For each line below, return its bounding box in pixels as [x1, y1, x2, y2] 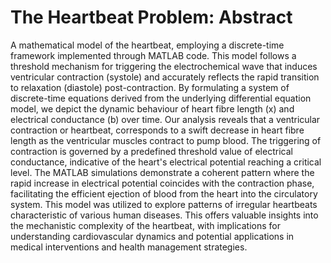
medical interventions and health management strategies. [10, 241, 248, 253]
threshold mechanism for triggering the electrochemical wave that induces [10, 60, 318, 72]
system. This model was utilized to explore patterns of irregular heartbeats [10, 198, 318, 210]
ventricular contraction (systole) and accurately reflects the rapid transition [10, 71, 320, 83]
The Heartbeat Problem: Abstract [10, 6, 293, 29]
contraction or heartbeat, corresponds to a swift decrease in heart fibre [10, 124, 305, 136]
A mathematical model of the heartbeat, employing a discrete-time [10, 39, 285, 51]
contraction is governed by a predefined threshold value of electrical [10, 145, 293, 157]
